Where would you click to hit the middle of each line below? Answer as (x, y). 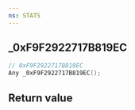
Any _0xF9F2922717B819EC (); (55, 73)
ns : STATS (25, 15)
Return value (40, 98)
